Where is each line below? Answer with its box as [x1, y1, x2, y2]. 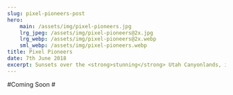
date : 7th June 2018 [7, 55, 67, 62]
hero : [7, 17, 23, 23]
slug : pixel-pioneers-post [7, 10, 85, 17]
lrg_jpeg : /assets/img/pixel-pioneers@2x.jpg [19, 29, 154, 36]
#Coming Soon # [7, 80, 55, 88]
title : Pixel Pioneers [7, 49, 73, 56]
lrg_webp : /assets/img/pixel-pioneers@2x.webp [19, 36, 157, 43]
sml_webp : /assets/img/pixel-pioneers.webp [19, 42, 148, 49]
